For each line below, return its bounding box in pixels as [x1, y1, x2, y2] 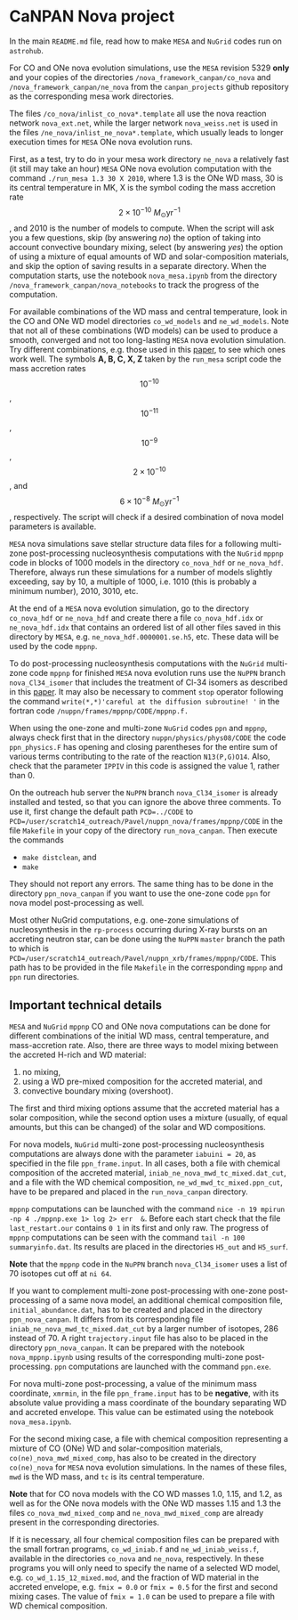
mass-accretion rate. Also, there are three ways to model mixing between [9, 1040, 278, 1051]
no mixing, [21, 1067, 60, 1078]
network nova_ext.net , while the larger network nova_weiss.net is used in [9, 118, 278, 128]
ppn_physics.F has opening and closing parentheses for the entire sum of [9, 742, 278, 753]
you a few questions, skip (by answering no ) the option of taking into [9, 232, 261, 243]
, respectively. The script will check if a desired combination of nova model [9, 512, 285, 523]
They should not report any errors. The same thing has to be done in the [9, 879, 274, 890]
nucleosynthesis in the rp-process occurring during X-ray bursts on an [9, 924, 268, 935]
